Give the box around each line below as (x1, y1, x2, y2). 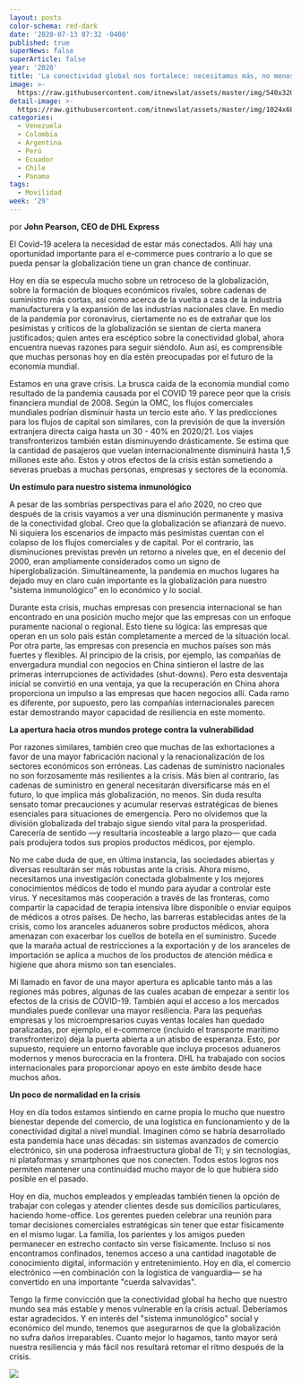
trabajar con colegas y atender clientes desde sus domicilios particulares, (9, 1199, 282, 1211)
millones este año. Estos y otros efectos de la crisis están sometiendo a (9, 454, 273, 465)
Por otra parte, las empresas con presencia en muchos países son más (9, 640, 271, 650)
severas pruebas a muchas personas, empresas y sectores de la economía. (9, 464, 288, 475)
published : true (9, 38, 70, 48)
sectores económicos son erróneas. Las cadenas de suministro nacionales (9, 760, 285, 772)
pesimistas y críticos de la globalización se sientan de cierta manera (9, 322, 262, 333)
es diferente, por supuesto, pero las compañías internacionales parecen (9, 697, 275, 708)
